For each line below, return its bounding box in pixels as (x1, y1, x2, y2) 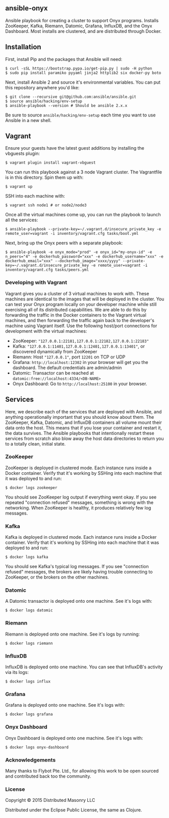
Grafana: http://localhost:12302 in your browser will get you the (12, 359, 148, 365)
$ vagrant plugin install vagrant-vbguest (5, 160, 96, 165)
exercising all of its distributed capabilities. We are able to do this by (5, 306, 147, 312)
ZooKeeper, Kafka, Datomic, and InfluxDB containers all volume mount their (5, 419, 162, 425)
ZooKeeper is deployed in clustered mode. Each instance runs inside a (5, 465, 152, 471)
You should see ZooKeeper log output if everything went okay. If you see (5, 494, 157, 500)
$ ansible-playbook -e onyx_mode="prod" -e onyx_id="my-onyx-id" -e (5, 249, 152, 255)
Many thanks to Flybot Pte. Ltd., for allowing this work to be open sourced (5, 768, 159, 774)
